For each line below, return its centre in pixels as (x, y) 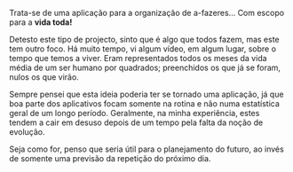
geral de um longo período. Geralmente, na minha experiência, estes (135, 113)
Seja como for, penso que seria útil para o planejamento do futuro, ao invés (146, 149)
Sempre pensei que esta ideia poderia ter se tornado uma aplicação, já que (146, 94)
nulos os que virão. (44, 77)
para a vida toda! (41, 22)
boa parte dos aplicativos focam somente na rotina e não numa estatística (144, 104)
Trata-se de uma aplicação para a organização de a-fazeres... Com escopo (147, 13)
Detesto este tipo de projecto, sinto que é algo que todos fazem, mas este (144, 39)
